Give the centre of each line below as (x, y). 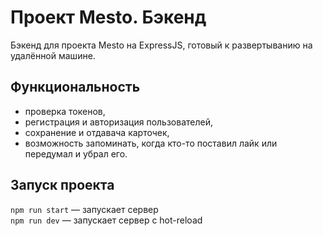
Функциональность (75, 87)
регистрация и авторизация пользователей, (118, 122)
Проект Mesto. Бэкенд (108, 17)
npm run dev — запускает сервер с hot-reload (106, 220)
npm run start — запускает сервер (84, 209)
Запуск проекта (62, 185)
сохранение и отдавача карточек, (97, 132)
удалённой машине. (53, 55)
